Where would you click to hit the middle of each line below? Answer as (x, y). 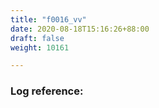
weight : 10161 (40, 47)
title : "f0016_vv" (48, 19)
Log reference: (47, 91)
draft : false (37, 38)
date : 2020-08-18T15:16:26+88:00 (80, 29)
